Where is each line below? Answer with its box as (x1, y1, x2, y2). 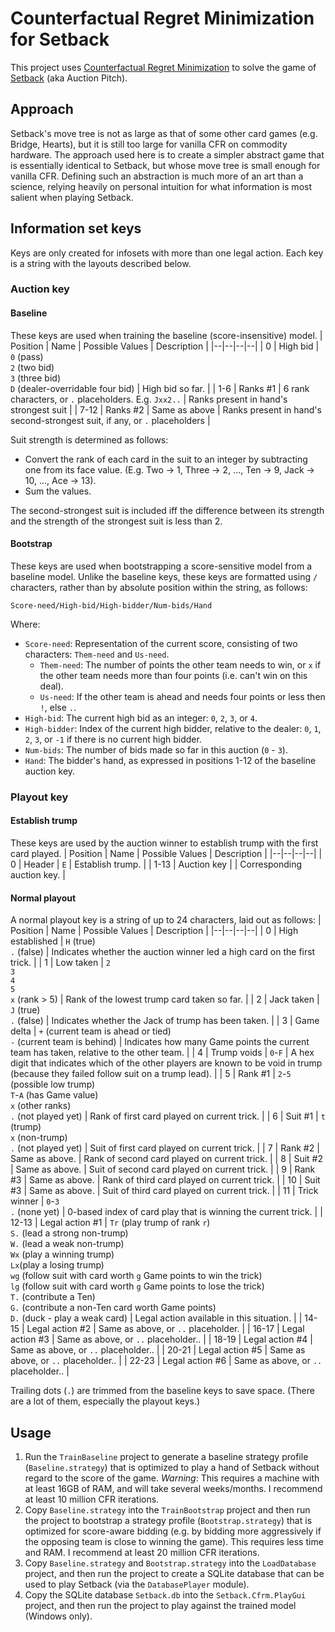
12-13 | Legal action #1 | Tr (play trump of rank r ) (10, 1217, 211, 1229)
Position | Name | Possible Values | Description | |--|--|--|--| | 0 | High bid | (10, 340, 320, 352)
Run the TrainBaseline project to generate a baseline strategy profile (24, 1451, 309, 1463)
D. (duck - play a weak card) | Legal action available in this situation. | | (10, 1312, 303, 1324)
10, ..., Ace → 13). (24, 474, 97, 486)
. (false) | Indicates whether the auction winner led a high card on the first (10, 946, 316, 958)
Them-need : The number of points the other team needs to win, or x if (39, 658, 322, 671)
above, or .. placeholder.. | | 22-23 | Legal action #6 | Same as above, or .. (10, 1355, 323, 1367)
